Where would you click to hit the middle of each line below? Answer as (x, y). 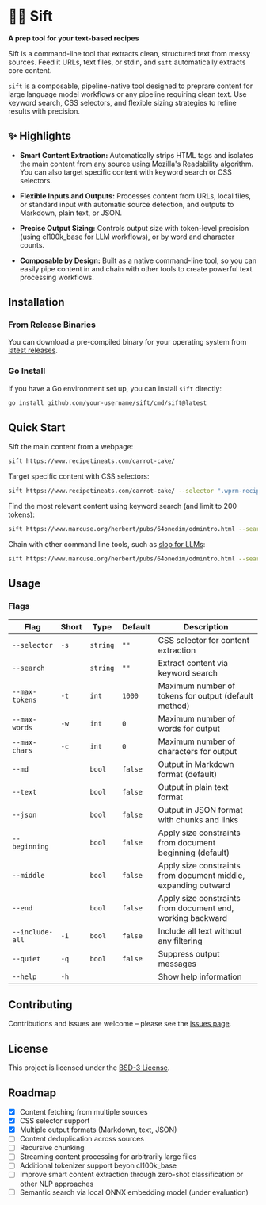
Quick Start (37, 427)
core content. (30, 70)
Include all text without (200, 930)
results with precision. (44, 111)
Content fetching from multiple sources (84, 1112)
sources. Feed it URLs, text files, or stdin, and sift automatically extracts (127, 62)
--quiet (27, 959)
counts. (32, 244)
